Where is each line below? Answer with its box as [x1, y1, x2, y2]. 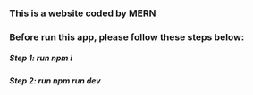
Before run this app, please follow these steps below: [9, 30, 245, 43]
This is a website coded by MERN [9, 7, 156, 20]
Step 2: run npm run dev [9, 75, 101, 86]
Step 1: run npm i [9, 52, 73, 64]
